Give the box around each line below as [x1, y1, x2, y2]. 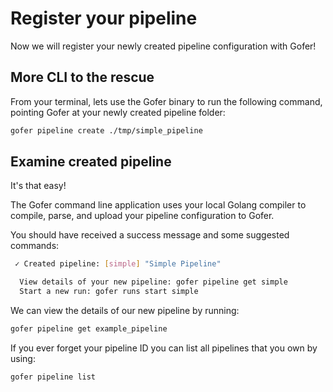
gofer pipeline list [10, 372, 97, 382]
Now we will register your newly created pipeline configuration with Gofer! [10, 40, 317, 52]
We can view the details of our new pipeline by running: [10, 305, 240, 317]
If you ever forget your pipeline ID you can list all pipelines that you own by [10, 342, 318, 354]
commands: [10, 240, 60, 252]
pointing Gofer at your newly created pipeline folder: [10, 106, 226, 118]
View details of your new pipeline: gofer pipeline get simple [19, 277, 288, 287]
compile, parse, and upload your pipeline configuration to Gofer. [10, 210, 275, 222]
